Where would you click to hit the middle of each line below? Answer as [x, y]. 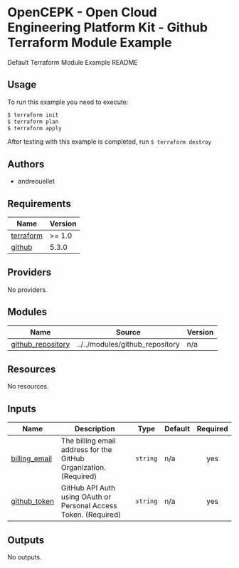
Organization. [84, 468]
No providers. [27, 290]
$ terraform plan [33, 122]
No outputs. [25, 557]
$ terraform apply [34, 128]
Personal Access [89, 506]
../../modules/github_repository [128, 344]
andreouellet [36, 182]
